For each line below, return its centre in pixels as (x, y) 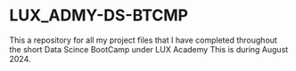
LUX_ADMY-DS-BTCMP (99, 16)
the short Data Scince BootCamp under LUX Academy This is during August (149, 49)
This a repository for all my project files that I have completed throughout (144, 40)
